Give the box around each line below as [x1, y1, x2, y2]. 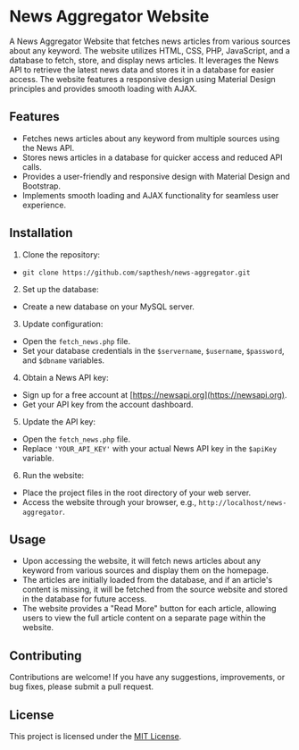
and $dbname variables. [21, 355, 105, 366]
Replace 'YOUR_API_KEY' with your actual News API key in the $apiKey [21, 442, 278, 453]
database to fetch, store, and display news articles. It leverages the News [9, 55, 279, 65]
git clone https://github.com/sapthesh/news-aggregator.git [21, 268, 251, 277]
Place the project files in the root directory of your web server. [21, 487, 252, 498]
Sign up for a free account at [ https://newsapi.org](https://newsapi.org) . [21, 389, 287, 400]
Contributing [9, 648, 82, 663]
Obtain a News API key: [21, 372, 109, 383]
